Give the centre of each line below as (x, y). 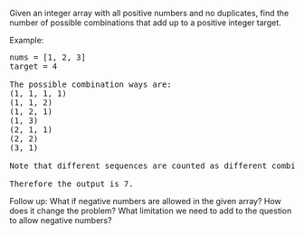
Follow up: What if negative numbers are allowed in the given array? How (146, 201)
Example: (27, 40)
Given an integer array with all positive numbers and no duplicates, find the (149, 13)
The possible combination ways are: (90, 85)
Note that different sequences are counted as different (138, 166)
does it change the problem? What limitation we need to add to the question (151, 211)
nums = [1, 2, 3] (47, 57)
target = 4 (33, 66)
